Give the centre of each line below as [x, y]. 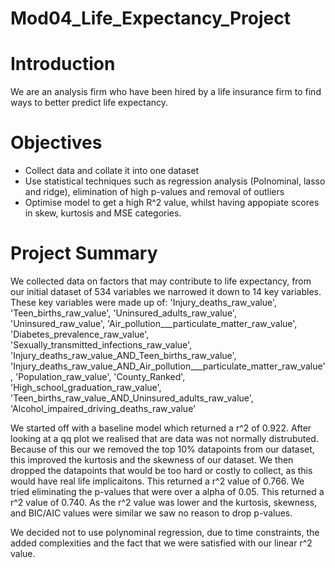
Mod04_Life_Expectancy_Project [150, 18]
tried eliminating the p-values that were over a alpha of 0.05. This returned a [167, 491]
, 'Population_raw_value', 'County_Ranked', [98, 376]
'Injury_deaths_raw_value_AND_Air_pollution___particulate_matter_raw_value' [168, 366]
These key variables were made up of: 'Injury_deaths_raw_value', [144, 302]
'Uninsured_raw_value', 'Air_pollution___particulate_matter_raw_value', [154, 323]
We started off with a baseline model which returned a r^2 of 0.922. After [161, 428]
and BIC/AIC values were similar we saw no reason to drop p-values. [151, 513]
